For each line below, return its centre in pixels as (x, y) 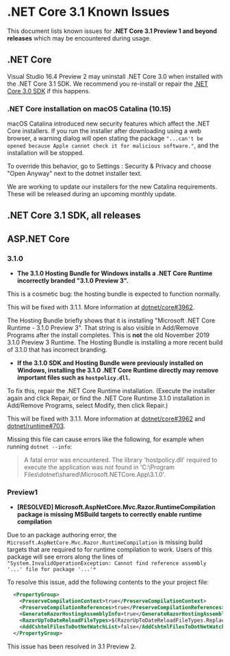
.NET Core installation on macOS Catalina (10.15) (89, 108)
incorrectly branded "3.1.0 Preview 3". (73, 281)
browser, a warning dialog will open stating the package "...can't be (105, 139)
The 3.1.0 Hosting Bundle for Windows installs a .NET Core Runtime (115, 273)
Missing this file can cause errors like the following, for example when (105, 439)
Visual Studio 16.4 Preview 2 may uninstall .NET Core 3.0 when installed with (115, 76)
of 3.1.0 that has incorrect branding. (57, 350)
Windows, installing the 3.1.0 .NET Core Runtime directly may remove (118, 371)
